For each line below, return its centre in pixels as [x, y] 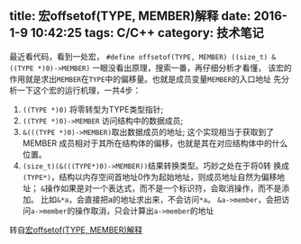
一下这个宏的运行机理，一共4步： [79, 90]
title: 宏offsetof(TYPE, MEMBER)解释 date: [130, 16]
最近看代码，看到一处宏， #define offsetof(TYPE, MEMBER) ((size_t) [139, 56]
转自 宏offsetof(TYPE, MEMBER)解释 [76, 230]
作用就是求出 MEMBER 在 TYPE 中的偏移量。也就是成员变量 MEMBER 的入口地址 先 [146, 78]
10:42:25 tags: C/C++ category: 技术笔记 [147, 33]
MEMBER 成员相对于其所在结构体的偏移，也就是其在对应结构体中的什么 [155, 143]
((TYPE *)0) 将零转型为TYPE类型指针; [93, 109]
